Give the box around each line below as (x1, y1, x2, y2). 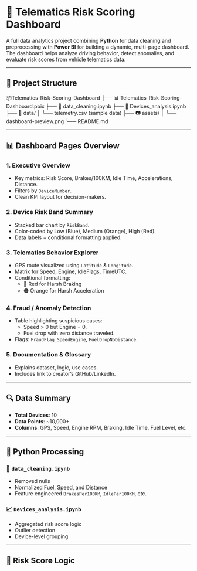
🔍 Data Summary (6, 393, 72, 403)
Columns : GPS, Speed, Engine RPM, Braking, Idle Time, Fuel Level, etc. (14, 424, 187, 431)
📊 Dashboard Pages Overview (6, 141, 120, 151)
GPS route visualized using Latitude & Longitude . (14, 262, 134, 269)
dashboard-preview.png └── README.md (6, 117, 108, 125)
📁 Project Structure (6, 79, 77, 89)
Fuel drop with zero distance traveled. (23, 329, 116, 337)
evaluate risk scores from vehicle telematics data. (6, 56, 126, 63)
